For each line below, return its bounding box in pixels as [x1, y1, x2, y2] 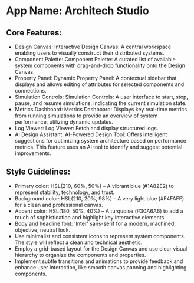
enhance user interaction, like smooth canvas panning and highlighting [14, 264, 187, 271]
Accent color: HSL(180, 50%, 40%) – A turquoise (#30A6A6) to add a [14, 208, 183, 215]
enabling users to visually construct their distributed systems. [14, 50, 165, 57]
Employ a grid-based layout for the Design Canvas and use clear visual [14, 245, 188, 252]
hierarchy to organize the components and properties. [14, 251, 146, 258]
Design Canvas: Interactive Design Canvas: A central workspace [14, 43, 172, 50]
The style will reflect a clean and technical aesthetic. [14, 239, 143, 246]
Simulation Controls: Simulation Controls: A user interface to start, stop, [14, 93, 189, 100]
